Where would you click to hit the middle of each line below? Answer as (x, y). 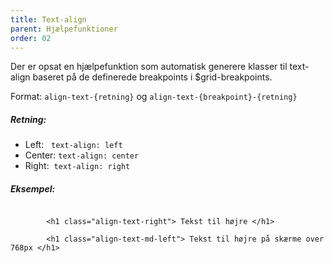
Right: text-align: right (77, 166)
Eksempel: (33, 188)
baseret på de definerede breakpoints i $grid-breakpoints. (152, 77)
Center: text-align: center (82, 155)
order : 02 (31, 38)
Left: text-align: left (73, 145)
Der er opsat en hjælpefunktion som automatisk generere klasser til (149, 67)
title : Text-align (48, 19)
